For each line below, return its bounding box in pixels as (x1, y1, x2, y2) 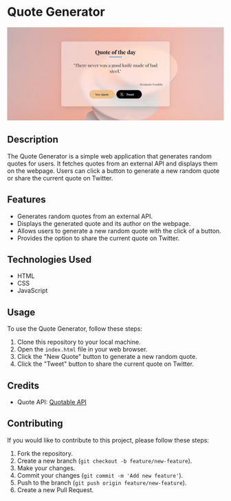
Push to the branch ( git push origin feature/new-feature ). (16, 478, 187, 487)
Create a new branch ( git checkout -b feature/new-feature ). (16, 456, 192, 465)
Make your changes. (16, 464, 76, 472)
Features (7, 194, 46, 206)
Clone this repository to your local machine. (16, 338, 141, 347)
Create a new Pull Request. (16, 485, 94, 494)
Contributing (7, 418, 63, 430)
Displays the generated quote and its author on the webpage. (16, 219, 191, 227)
